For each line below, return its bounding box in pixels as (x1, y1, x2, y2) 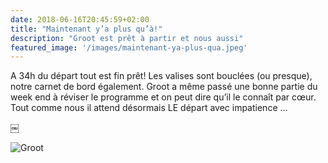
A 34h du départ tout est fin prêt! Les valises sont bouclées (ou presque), (10, 70, 313, 82)
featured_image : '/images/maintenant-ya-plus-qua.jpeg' (10, 42, 248, 53)
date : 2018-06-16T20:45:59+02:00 (10, 14, 150, 25)
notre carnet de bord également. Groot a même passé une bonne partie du (10, 81, 318, 93)
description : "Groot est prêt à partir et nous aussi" (10, 33, 244, 43)
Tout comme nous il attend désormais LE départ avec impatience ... (10, 102, 288, 114)
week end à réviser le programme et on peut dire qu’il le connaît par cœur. (10, 91, 317, 103)
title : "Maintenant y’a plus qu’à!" (10, 24, 163, 34)
